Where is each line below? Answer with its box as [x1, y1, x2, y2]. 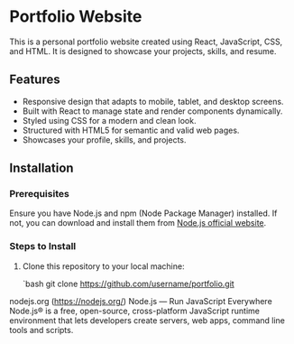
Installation [9, 161, 74, 176]
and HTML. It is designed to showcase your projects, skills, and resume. [9, 45, 277, 56]
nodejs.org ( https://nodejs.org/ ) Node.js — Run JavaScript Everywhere [9, 295, 272, 306]
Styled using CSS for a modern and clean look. [22, 115, 197, 126]
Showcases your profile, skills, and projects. [22, 134, 187, 145]
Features [9, 72, 60, 88]
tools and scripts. [9, 324, 74, 335]
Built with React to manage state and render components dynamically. [22, 106, 283, 116]
